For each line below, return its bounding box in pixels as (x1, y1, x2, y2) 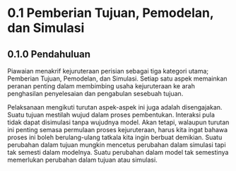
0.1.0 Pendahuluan (7, 48, 90, 60)
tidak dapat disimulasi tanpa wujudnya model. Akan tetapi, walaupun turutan (7, 118, 230, 126)
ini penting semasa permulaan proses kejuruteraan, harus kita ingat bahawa (7, 126, 228, 134)
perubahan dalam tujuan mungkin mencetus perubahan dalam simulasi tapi (7, 141, 226, 149)
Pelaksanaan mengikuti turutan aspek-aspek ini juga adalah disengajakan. (7, 103, 223, 111)
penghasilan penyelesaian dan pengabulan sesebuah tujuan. (7, 90, 184, 98)
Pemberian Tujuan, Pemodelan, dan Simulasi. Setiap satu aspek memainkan (7, 74, 228, 83)
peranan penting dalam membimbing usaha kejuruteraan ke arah (7, 82, 196, 90)
